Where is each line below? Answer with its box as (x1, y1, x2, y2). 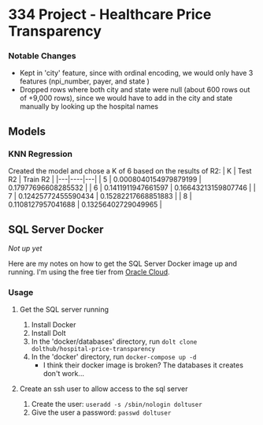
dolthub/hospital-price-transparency (31, 345, 156, 353)
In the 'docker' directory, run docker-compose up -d (31, 352, 197, 362)
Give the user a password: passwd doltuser (31, 408, 172, 417)
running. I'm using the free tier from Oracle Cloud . (8, 267, 171, 277)
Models (8, 125, 46, 138)
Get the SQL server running (19, 305, 109, 315)
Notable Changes (8, 50, 76, 62)
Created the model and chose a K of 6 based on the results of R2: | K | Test (8, 166, 252, 176)
